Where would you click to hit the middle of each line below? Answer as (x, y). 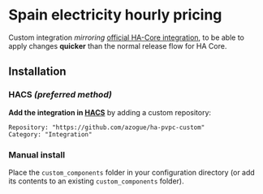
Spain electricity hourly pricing (115, 15)
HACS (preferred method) (60, 95)
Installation (37, 72)
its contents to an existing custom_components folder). (96, 181)
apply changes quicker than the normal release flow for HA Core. (118, 45)
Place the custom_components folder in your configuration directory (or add (132, 172)
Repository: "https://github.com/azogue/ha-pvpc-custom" (107, 127)
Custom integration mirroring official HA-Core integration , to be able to (127, 37)
